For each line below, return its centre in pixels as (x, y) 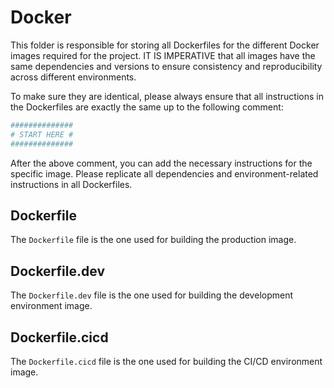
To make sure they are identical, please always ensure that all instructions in (167, 96)
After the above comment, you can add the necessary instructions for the (161, 163)
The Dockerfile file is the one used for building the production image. (153, 240)
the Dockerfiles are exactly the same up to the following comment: (147, 107)
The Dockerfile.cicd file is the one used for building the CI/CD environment (166, 361)
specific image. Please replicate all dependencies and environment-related (164, 173)
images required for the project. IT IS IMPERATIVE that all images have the (163, 55)
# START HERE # (42, 134)
